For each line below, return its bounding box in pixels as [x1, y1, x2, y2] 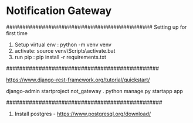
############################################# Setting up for [6, 23, 187, 30]
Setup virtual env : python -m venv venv [14, 41, 111, 48]
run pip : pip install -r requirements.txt [14, 53, 107, 60]
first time [6, 29, 28, 36]
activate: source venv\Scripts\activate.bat [14, 47, 116, 54]
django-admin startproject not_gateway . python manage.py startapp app [6, 87, 184, 94]
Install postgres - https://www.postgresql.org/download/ [14, 110, 151, 117]
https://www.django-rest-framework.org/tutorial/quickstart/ [6, 76, 150, 83]
